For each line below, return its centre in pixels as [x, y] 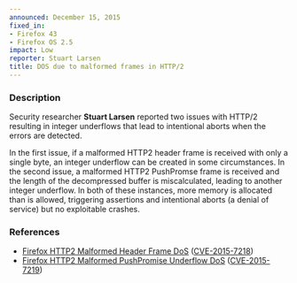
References [35, 233]
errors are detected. [46, 136]
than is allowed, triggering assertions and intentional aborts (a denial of [139, 200]
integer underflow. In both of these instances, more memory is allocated [141, 190]
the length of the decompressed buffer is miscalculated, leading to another [146, 181]
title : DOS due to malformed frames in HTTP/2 [97, 67]
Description [35, 97]
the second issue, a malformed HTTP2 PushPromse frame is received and [145, 172]
